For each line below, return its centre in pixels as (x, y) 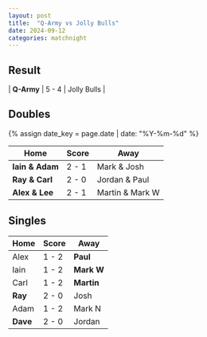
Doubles (29, 114)
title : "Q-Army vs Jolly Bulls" (64, 23)
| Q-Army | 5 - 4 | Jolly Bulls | (57, 89)
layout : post (30, 16)
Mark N (88, 308)
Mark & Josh (121, 167)
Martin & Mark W (129, 192)
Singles (27, 221)
